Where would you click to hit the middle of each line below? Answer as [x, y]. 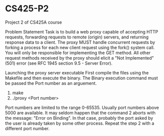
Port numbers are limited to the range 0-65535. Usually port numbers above [82, 107]
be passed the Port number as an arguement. [51, 83]
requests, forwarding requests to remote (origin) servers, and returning [77, 37]
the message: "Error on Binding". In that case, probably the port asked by [79, 118]
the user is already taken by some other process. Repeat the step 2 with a [80, 123]
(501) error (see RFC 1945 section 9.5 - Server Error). [59, 63]
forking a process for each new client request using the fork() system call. [80, 47]
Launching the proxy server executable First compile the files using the [77, 72]
